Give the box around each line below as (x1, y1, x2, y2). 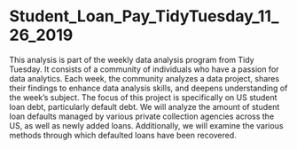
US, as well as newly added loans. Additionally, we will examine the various (9, 120, 284, 130)
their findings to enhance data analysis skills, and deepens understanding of (9, 82, 288, 93)
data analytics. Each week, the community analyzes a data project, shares (9, 73, 280, 83)
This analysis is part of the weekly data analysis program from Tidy (9, 54, 254, 65)
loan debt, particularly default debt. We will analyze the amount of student (9, 101, 280, 112)
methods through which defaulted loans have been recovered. (9, 129, 237, 140)
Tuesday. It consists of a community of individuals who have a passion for (9, 64, 279, 74)
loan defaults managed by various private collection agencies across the (9, 111, 275, 122)
